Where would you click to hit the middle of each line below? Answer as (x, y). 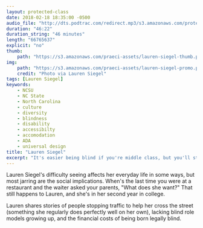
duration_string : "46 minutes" (46, 34)
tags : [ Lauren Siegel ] (35, 79)
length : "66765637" (31, 40)
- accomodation (36, 135)
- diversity (32, 113)
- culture (30, 107)
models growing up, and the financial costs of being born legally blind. (94, 218)
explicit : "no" (25, 46)
